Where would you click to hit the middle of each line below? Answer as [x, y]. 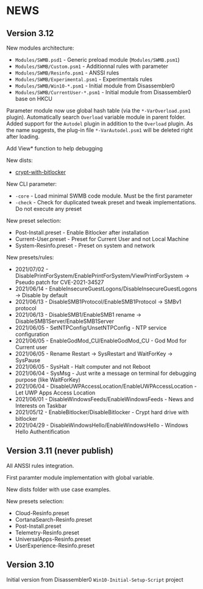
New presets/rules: [30, 257]
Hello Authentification [42, 432]
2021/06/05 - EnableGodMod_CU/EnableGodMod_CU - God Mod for [101, 341]
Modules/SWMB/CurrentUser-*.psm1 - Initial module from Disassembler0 [103, 92]
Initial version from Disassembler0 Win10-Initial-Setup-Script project [95, 579]
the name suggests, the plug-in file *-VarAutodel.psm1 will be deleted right [100, 130]
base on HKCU [34, 99]
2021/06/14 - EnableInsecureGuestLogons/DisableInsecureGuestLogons [106, 289]
